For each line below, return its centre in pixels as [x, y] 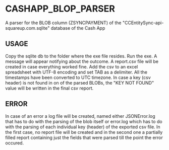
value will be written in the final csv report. [49, 88]
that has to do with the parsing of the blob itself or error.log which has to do [84, 121]
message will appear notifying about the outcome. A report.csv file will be [82, 61]
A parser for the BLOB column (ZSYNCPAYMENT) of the [63, 23]
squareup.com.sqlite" [27, 28]
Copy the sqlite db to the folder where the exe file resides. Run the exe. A [81, 56]
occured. [15, 143]
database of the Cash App [78, 28]
